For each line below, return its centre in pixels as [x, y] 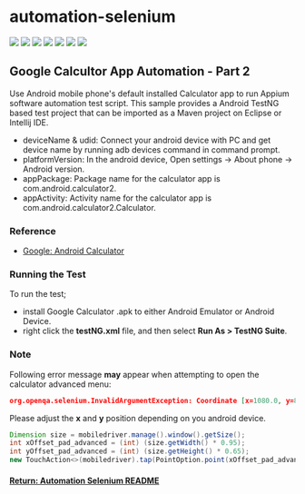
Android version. [54, 169]
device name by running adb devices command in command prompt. [151, 149]
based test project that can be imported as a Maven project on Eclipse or [146, 113]
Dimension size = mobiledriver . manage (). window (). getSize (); [128, 435]
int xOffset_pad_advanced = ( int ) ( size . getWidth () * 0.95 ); [128, 443]
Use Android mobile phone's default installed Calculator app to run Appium [150, 94]
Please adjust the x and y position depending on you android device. [138, 418]
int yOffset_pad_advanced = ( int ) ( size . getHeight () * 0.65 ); [129, 451]
